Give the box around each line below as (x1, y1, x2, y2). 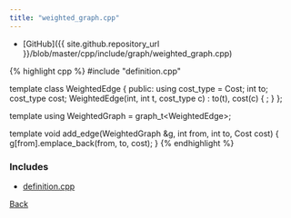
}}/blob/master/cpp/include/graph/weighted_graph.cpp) (22, 47, 233, 59)
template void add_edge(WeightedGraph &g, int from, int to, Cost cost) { (9, 128, 279, 139)
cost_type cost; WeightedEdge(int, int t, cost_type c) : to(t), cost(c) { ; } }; (9, 93, 284, 104)
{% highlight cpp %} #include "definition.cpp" (9, 65, 182, 76)
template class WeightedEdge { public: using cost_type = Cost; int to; (9, 83, 268, 94)
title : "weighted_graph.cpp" (9, 13, 120, 23)
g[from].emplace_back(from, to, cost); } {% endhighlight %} (9, 137, 235, 148)
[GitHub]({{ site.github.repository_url (22, 38, 160, 49)
